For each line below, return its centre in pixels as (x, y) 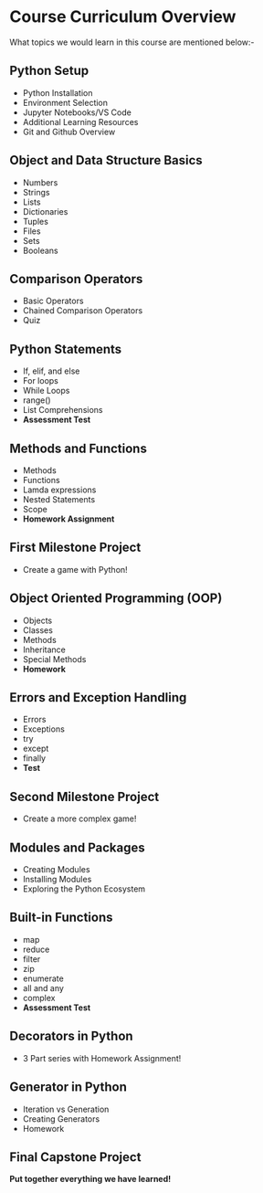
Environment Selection (65, 102)
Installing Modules (57, 880)
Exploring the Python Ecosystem (84, 889)
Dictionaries (45, 211)
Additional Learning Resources (80, 121)
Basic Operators (53, 301)
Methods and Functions (79, 448)
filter (32, 959)
